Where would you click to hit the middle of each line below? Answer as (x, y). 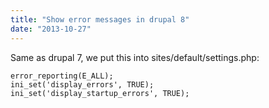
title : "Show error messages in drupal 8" (100, 19)
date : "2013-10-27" (51, 29)
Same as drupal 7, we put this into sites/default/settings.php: (135, 57)
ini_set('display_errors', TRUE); (82, 84)
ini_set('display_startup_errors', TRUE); (100, 93)
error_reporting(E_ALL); (62, 76)
